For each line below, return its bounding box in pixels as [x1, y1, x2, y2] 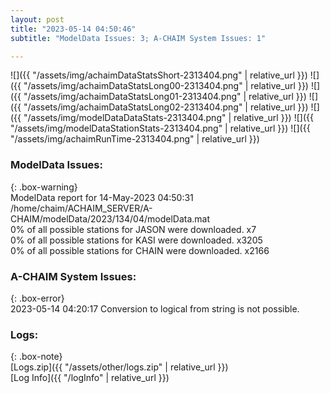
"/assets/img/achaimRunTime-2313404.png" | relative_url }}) [10, 133, 260, 145]
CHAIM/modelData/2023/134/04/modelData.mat [10, 212, 210, 225]
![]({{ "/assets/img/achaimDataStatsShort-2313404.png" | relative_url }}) [10, 69, 308, 81]
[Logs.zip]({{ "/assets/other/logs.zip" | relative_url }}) [10, 361, 229, 373]
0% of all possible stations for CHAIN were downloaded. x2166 [10, 244, 270, 256]
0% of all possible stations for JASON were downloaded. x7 [10, 223, 257, 235]
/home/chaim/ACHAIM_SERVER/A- [10, 202, 153, 214]
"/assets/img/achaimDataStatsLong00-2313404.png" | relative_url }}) [23, 80, 309, 92]
